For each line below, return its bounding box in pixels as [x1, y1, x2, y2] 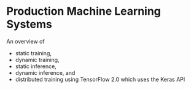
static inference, [15, 63, 57, 70]
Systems [6, 17, 52, 31]
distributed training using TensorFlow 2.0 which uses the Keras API [15, 75, 185, 83]
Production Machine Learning [6, 4, 162, 18]
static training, [15, 49, 52, 56]
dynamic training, [15, 56, 60, 63]
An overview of [6, 37, 45, 45]
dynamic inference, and [15, 69, 76, 76]
